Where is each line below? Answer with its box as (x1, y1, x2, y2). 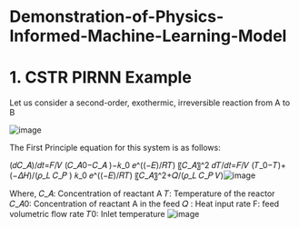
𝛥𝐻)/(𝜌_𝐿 (9, 170, 51, 181)
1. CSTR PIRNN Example (9, 67, 193, 88)
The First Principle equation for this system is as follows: (9, 143, 221, 154)
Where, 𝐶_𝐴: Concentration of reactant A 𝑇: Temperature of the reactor (9, 188, 275, 199)
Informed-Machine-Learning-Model (9, 25, 287, 46)
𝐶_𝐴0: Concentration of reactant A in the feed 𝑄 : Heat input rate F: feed (9, 198, 280, 210)
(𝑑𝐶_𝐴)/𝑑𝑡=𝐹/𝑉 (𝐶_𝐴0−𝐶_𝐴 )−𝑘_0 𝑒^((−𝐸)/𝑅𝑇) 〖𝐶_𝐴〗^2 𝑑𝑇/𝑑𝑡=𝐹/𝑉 (9, 160, 250, 171)
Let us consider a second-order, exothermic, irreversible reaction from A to (9, 97, 291, 108)
